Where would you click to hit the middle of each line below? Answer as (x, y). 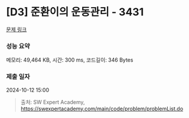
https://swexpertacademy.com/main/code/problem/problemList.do (102, 109)
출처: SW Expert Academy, (53, 102)
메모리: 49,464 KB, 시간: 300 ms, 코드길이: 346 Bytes (70, 60)
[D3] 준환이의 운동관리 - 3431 (75, 12)
